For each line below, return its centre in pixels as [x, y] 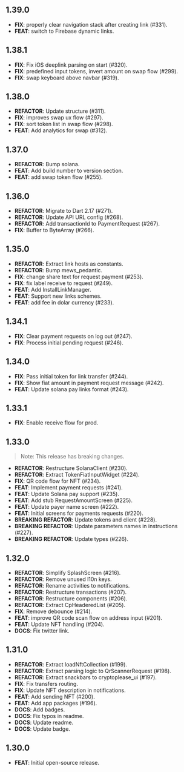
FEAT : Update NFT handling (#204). [59, 624]
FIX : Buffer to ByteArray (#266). [54, 230]
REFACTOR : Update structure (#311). [60, 111]
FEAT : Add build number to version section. [69, 171]
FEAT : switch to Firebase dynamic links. [64, 31]
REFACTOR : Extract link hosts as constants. [69, 264]
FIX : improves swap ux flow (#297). [59, 118]
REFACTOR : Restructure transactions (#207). [71, 592]
